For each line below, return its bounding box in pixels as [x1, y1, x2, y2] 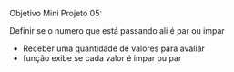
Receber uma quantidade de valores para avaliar [22, 43, 205, 54]
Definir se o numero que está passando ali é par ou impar [9, 26, 225, 36]
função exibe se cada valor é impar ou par [22, 53, 182, 63]
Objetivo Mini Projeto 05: [9, 8, 103, 18]
